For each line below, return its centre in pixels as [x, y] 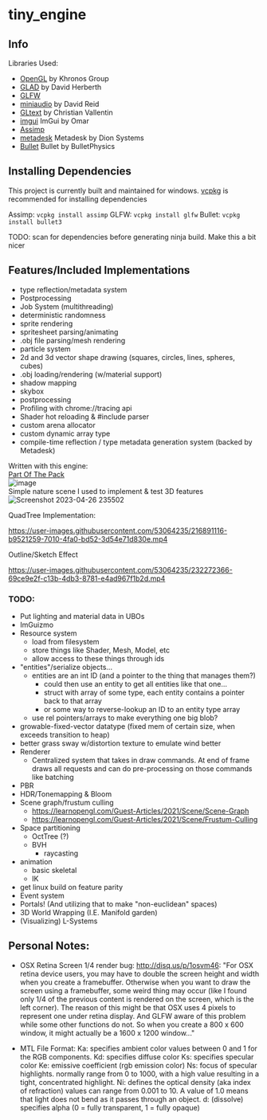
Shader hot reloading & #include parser [84, 417]
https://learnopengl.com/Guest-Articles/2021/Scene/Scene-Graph [140, 811]
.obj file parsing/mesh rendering [73, 340]
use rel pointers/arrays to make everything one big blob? [125, 718]
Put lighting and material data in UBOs [82, 616]
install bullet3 [35, 222]
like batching [53, 777]
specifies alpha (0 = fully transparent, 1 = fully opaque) [110, 1107]
